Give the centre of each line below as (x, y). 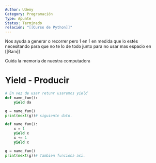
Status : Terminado (23, 23)
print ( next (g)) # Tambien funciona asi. (45, 155)
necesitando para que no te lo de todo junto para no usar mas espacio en (78, 46)
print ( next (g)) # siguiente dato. (39, 116)
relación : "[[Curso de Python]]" (39, 28)
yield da (23, 102)
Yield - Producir (37, 81)
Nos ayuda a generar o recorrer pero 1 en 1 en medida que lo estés (71, 41)
